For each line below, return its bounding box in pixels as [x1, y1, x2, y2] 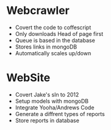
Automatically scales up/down [15, 49, 91, 56]
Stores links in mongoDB [15, 43, 77, 50]
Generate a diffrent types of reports [15, 110, 105, 117]
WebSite [6, 71, 51, 85]
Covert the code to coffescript [15, 24, 91, 31]
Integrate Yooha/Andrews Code [15, 104, 95, 111]
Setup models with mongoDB [15, 97, 89, 104]
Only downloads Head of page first [15, 30, 104, 37]
